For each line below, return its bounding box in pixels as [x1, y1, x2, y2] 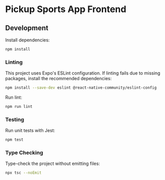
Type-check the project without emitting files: [5, 160, 100, 167]
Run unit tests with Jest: [5, 128, 56, 134]
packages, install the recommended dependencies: [5, 76, 112, 82]
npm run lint [5, 104, 33, 109]
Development [5, 24, 49, 32]
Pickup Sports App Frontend [5, 4, 127, 15]
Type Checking [5, 149, 43, 156]
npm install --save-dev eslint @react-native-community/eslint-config [5, 85, 157, 90]
